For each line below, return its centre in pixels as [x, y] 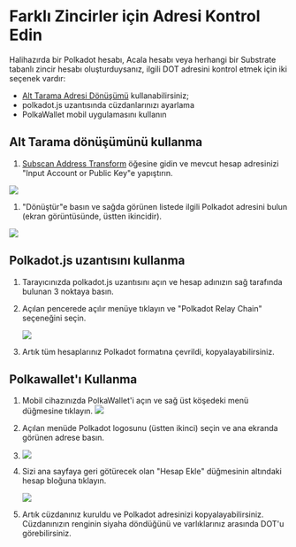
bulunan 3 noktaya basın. [68, 291]
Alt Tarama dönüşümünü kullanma [106, 142]
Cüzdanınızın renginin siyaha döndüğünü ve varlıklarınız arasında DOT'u [153, 524]
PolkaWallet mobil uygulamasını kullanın [94, 114]
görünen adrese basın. [63, 438]
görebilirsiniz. [47, 534]
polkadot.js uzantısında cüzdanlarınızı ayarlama [108, 104]
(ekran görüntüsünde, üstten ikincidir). [91, 216]
